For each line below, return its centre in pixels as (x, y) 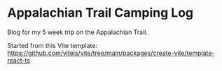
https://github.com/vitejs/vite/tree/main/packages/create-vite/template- (111, 53)
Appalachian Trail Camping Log (100, 13)
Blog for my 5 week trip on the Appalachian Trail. (78, 32)
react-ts (19, 60)
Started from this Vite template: (53, 45)
